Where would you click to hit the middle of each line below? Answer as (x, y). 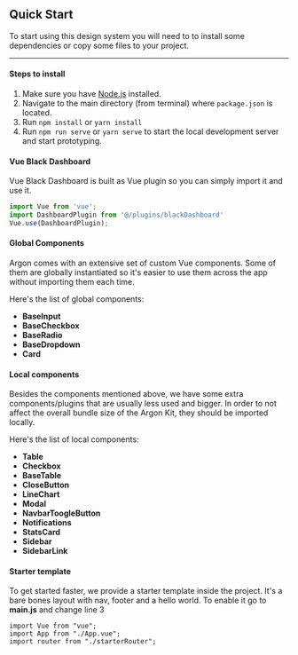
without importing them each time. (72, 282)
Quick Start (41, 15)
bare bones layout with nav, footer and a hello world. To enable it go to (138, 600)
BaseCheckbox (51, 326)
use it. (20, 191)
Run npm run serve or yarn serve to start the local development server (150, 131)
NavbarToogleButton (61, 513)
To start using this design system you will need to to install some (127, 36)
